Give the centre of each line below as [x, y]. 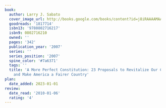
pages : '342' [23, 42]
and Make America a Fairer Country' [52, 75]
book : [10, 10]
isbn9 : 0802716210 [28, 33]
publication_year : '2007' [36, 47]
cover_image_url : [27, 19]
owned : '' [19, 38]
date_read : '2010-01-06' [35, 93]
